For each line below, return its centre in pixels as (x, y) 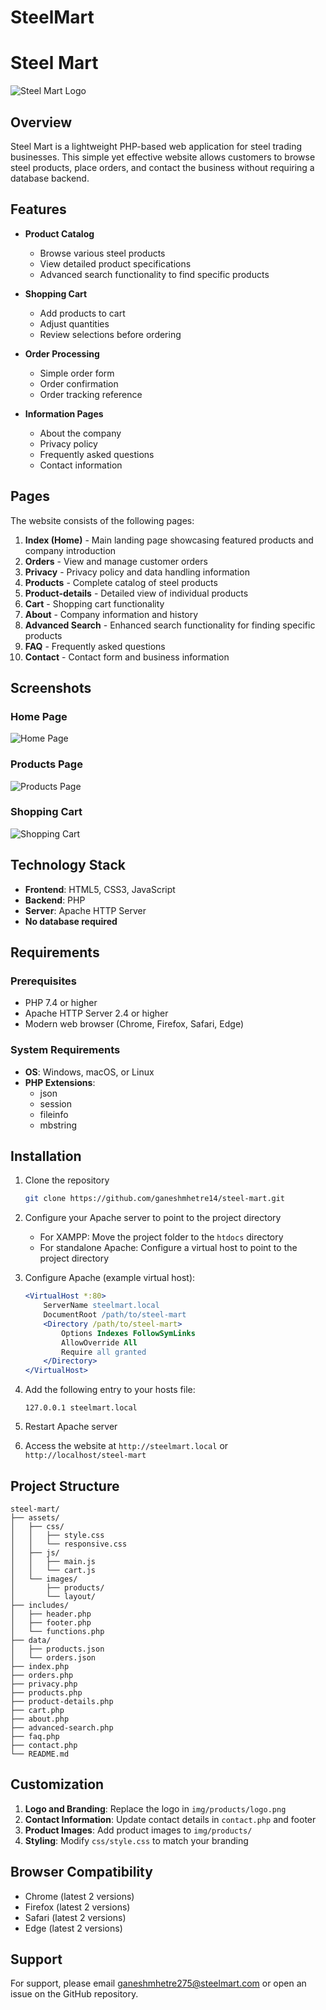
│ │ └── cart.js (53, 1571)
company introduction (70, 550)
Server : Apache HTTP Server (85, 910)
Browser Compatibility (81, 1872)
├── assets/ (35, 1518)
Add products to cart (82, 313)
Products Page (46, 764)
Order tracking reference (91, 394)
